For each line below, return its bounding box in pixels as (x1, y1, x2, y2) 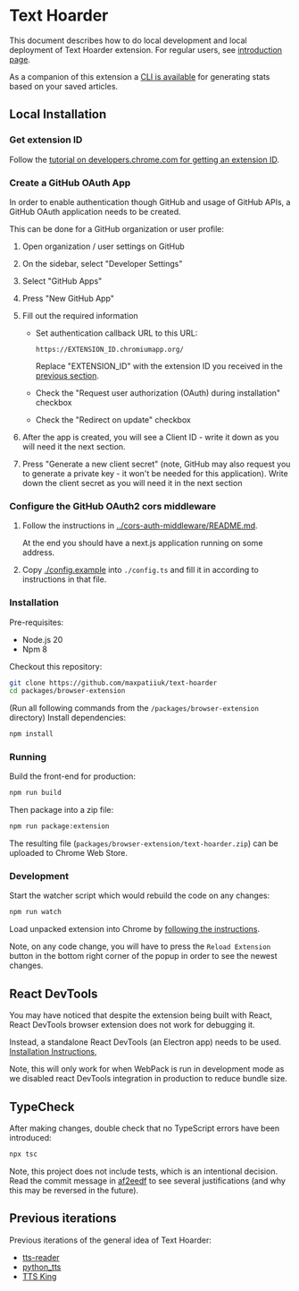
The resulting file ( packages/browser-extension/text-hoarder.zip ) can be (9, 838, 278, 849)
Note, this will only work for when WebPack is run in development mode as (9, 1064, 285, 1074)
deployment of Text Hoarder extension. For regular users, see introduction (9, 44, 283, 55)
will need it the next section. (21, 440, 127, 452)
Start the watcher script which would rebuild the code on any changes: (9, 890, 270, 901)
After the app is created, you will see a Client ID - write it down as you (21, 432, 279, 442)
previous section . (35, 370, 100, 380)
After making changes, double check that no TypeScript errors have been (9, 1123, 280, 1133)
